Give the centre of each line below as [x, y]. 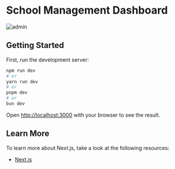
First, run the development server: [48, 59]
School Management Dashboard [87, 10]
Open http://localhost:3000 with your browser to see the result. [83, 115]
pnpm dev [17, 93]
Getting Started [35, 45]
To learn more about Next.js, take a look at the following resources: [88, 148]
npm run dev [21, 71]
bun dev [16, 104]
